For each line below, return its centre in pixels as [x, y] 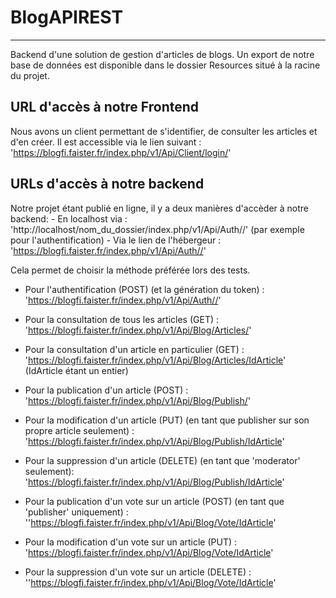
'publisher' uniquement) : [76, 512]
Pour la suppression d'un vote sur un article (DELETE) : [138, 572]
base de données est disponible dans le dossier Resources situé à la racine [165, 65]
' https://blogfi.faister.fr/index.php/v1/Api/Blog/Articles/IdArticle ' [155, 360]
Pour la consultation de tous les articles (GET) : [122, 319]
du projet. [30, 75]
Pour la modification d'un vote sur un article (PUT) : [131, 542]
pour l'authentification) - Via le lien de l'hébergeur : [116, 240]
